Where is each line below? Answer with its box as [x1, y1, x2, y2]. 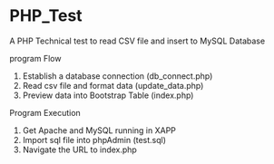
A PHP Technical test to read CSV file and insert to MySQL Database [9, 35, 266, 46]
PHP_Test [9, 5, 83, 26]
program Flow [9, 53, 62, 63]
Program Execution [9, 107, 82, 118]
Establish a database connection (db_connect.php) [22, 70, 213, 82]
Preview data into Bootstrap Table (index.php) [22, 90, 194, 101]
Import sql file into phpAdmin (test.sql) [22, 134, 166, 145]
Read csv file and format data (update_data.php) [22, 80, 204, 91]
